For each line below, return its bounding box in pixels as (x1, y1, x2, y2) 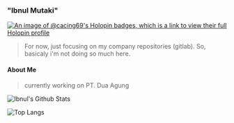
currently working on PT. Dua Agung (24, 81, 130, 89)
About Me (7, 65, 37, 74)
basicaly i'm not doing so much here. (24, 49, 131, 58)
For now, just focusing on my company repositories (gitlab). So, (24, 42, 206, 51)
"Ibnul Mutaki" (7, 6, 58, 15)
